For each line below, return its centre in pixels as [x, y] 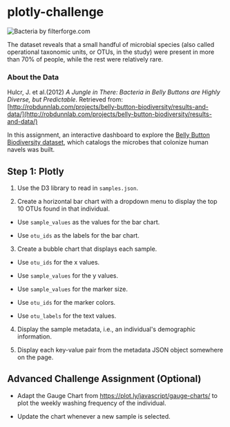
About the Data [33, 77]
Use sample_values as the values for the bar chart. [88, 222]
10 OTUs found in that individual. [64, 209]
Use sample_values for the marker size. [72, 289]
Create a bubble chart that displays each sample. [87, 249]
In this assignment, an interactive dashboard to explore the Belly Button [109, 135]
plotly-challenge [56, 12]
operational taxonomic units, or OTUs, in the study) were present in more [111, 52]
